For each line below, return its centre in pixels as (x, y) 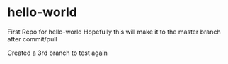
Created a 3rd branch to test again (57, 53)
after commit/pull (32, 39)
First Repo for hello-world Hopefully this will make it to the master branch (114, 32)
